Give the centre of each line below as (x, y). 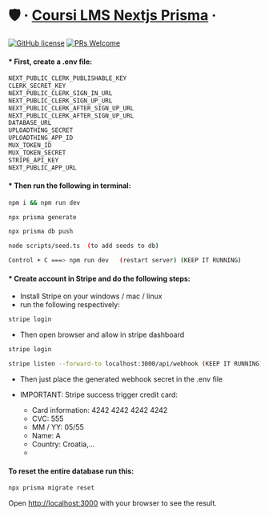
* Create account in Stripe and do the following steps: (99, 278)
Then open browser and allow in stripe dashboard (102, 335)
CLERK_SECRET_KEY (37, 86)
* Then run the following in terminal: (70, 186)
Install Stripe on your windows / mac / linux (91, 296)
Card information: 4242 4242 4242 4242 (100, 410)
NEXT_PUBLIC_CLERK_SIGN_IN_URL (60, 93)
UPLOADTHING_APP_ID (41, 138)
